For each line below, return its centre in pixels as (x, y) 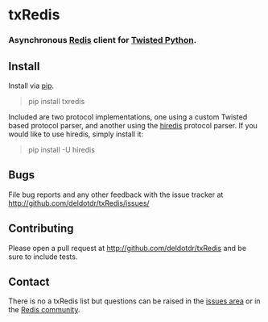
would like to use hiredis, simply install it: (76, 134)
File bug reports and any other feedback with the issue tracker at (116, 194)
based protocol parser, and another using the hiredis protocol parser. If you (133, 125)
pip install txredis (56, 101)
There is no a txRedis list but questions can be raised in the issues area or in (134, 301)
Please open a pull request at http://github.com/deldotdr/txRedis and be (128, 248)
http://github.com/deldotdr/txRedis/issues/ (79, 203)
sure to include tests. (43, 257)
